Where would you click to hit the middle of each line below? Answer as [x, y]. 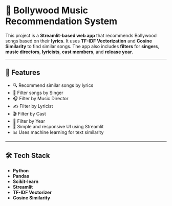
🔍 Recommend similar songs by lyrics [53, 85]
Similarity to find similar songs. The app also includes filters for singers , [82, 46]
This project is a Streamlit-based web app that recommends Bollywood [81, 35]
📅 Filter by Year [29, 121]
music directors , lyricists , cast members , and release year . [69, 52]
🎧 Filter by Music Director [40, 98]
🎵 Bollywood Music [47, 10]
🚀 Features [23, 73]
